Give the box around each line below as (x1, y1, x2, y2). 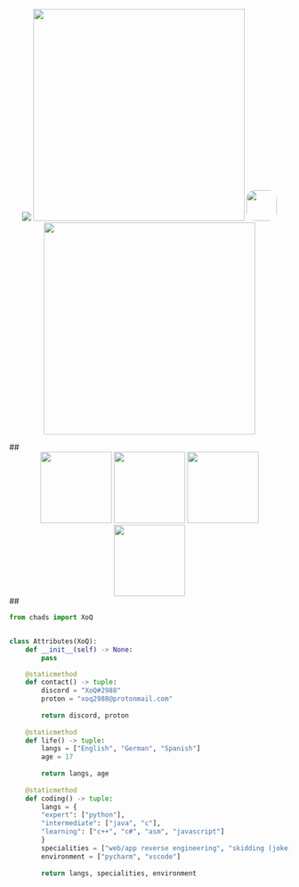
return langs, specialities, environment (41, 868, 198, 878)
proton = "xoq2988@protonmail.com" (41, 694, 174, 704)
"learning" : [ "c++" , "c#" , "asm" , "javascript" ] (41, 827, 225, 836)
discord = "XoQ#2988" (41, 686, 122, 695)
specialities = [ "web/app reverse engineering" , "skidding (41, 843, 265, 852)
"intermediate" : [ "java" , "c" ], (41, 819, 162, 828)
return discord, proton (41, 710, 129, 720)
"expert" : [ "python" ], (41, 810, 125, 820)
